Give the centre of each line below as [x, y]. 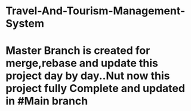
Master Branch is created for [78, 51]
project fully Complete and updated [95, 89]
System [25, 23]
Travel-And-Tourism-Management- [95, 11]
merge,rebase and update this [82, 63]
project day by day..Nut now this [88, 76]
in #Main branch [47, 101]
